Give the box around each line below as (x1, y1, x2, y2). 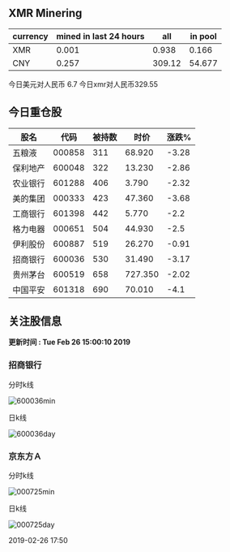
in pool (190, 30, 217, 41)
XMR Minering (8, 6, 83, 20)
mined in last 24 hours (56, 30, 145, 41)
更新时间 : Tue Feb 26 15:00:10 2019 (8, 337, 131, 347)
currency (12, 30, 49, 41)
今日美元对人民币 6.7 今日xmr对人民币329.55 (8, 79, 158, 88)
